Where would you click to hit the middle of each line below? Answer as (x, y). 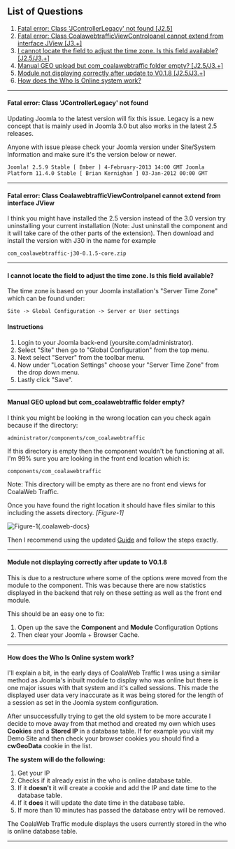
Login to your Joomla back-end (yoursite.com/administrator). (105, 342)
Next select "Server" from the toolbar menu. (81, 357)
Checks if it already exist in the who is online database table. (105, 780)
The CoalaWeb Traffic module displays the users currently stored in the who (117, 824)
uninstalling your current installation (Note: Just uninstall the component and (117, 226)
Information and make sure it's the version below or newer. (92, 155)
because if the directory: (43, 425)
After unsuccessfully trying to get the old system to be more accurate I (109, 716)
